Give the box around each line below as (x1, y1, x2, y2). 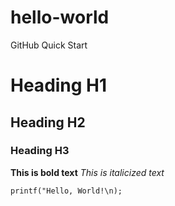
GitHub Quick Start (10, 39, 88, 51)
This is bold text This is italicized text (10, 166, 165, 178)
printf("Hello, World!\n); (10, 186, 123, 196)
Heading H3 (10, 144, 70, 158)
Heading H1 (10, 74, 108, 97)
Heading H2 (10, 114, 86, 131)
